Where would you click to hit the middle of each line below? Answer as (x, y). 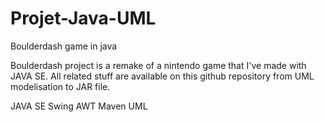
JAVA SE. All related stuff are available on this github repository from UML (162, 76)
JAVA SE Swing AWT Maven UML (79, 106)
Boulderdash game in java (64, 46)
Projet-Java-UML (83, 18)
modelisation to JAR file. (60, 86)
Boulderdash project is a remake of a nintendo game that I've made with (158, 65)
